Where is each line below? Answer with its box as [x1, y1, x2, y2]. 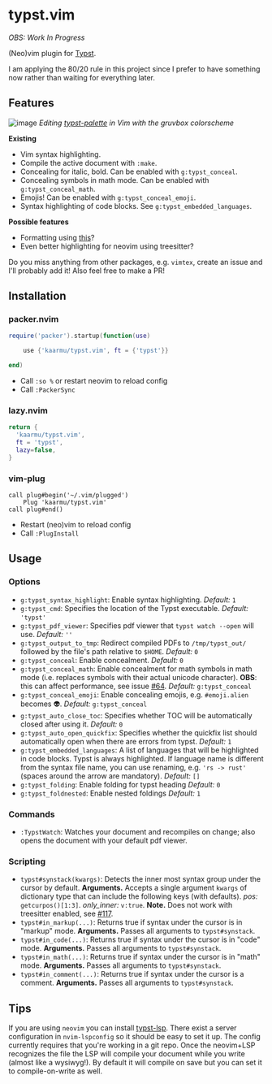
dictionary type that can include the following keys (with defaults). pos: [19, 891, 258, 901]
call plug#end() [8, 505, 63, 514]
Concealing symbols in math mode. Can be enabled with [19, 175, 209, 184]
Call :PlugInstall [19, 528, 80, 538]
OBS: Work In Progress [8, 33, 85, 42]
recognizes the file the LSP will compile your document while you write [8, 1049, 245, 1059]
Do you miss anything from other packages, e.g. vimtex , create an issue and [8, 257, 263, 267]
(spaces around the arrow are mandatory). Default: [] [19, 770, 201, 781]
